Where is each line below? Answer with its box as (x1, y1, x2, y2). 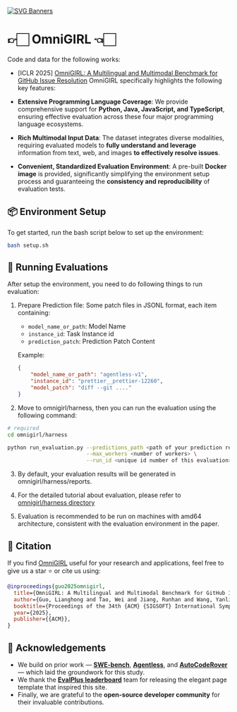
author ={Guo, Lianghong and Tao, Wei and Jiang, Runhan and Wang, (13, 596, 213, 603)
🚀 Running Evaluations (7, 262, 109, 274)
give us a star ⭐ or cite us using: (7, 567, 101, 575)
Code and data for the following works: (7, 55, 121, 63)
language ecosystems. (17, 120, 84, 128)
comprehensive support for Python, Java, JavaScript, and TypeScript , (17, 104, 225, 113)
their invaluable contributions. (17, 698, 104, 706)
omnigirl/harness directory (17, 498, 95, 507)
